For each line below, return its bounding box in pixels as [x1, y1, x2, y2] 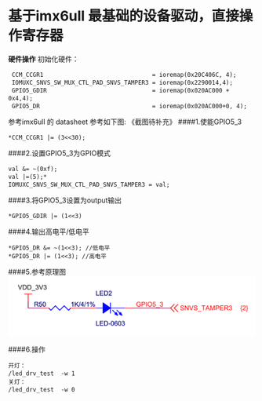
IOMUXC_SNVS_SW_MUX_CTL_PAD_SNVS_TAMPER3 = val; [8, 180, 170, 188]
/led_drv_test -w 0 [8, 385, 76, 393]
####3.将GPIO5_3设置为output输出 [8, 195, 122, 205]
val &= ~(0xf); [8, 165, 58, 173]
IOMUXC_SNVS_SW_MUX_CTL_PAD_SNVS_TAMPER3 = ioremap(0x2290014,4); [11, 78, 234, 86]
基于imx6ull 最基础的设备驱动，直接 [8, 7, 239, 25]
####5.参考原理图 [8, 267, 67, 276]
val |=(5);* [8, 173, 47, 180]
